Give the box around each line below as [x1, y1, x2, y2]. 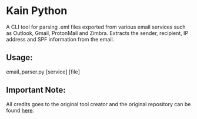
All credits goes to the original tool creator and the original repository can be [6, 100, 191, 107]
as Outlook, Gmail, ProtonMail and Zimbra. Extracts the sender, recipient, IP [6, 29, 189, 36]
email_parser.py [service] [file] [6, 68, 81, 75]
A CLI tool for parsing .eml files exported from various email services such [6, 23, 186, 30]
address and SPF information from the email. [6, 36, 115, 43]
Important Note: [6, 85, 66, 95]
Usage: [6, 52, 34, 62]
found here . [6, 107, 34, 114]
